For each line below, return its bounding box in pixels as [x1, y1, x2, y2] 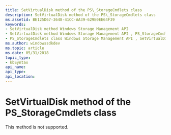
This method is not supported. [5, 124, 69, 130]
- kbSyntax [5, 60, 28, 65]
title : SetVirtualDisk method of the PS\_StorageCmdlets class [5, 7, 142, 13]
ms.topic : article [5, 46, 44, 51]
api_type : [5, 70, 26, 75]
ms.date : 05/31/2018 [5, 50, 49, 55]
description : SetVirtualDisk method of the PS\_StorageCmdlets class [5, 12, 156, 17]
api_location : [5, 74, 36, 79]
